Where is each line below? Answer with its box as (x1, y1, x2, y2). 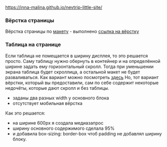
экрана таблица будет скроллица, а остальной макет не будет (5, 68, 140, 75)
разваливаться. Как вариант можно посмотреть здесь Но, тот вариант (5, 74, 159, 80)
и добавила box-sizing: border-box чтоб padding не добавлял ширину (12, 130, 162, 136)
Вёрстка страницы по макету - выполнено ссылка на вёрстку (5, 28, 139, 34)
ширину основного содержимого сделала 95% (12, 125, 115, 131)
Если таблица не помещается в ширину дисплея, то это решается (5, 53, 148, 59)
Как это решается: (5, 110, 46, 116)
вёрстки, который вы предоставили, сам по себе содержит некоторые (5, 80, 159, 86)
